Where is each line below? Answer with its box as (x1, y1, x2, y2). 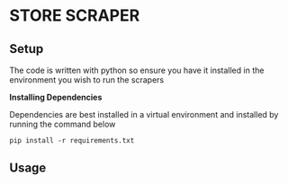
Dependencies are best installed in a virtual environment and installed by (9, 110, 279, 119)
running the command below (9, 118, 116, 129)
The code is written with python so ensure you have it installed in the (9, 65, 265, 75)
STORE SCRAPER (9, 5, 140, 26)
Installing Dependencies (9, 92, 103, 102)
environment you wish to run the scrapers (9, 74, 165, 85)
